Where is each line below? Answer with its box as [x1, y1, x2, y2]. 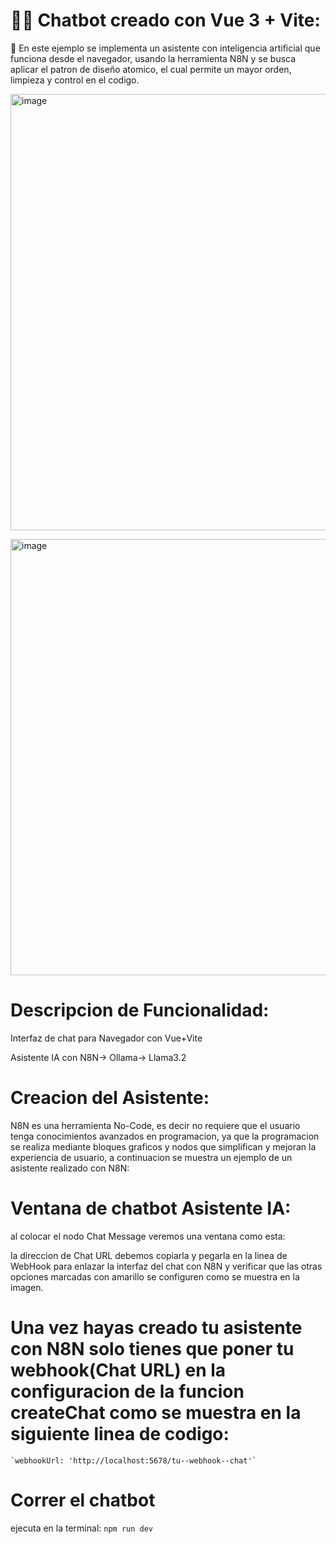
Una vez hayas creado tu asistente [10, 1316, 303, 1339]
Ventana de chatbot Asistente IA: [10, 1197, 292, 1219]
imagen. [10, 1281, 44, 1293]
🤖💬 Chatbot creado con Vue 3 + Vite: [10, 9, 321, 32]
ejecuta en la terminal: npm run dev [10, 1522, 153, 1534]
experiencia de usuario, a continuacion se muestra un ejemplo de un [10, 1151, 293, 1163]
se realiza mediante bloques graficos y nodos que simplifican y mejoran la [10, 1140, 317, 1153]
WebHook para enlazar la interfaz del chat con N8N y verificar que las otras [10, 1260, 323, 1272]
